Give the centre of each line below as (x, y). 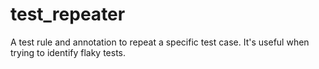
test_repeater (68, 14)
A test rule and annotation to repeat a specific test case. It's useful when (160, 42)
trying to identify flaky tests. (68, 52)
